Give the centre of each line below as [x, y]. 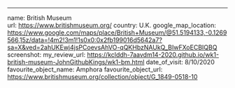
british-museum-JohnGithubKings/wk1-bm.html [76, 62]
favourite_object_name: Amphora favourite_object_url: [85, 69]
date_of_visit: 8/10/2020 [180, 62]
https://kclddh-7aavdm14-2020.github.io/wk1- [153, 55]
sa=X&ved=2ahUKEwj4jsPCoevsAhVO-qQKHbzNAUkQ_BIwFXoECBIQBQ [112, 47]
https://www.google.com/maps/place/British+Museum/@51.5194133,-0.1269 [117, 33]
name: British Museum [40, 18]
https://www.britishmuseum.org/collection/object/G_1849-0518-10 [102, 77]
